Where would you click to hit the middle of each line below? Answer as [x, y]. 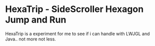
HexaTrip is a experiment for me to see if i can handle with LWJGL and [77, 33]
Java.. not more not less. [30, 39]
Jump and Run [36, 20]
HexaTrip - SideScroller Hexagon [74, 9]
